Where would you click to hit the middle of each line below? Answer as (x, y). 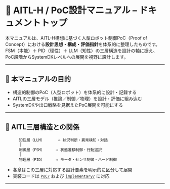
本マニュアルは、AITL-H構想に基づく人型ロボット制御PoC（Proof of (76, 38)
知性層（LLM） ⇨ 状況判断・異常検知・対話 (63, 140)
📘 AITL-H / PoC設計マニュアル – (71, 10)
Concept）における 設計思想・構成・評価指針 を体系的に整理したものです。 (83, 44)
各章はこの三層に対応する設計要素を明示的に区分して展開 (72, 169)
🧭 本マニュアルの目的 (38, 79)
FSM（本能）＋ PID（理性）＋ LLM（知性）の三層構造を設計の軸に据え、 (81, 51)
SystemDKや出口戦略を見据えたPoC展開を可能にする (68, 105)
